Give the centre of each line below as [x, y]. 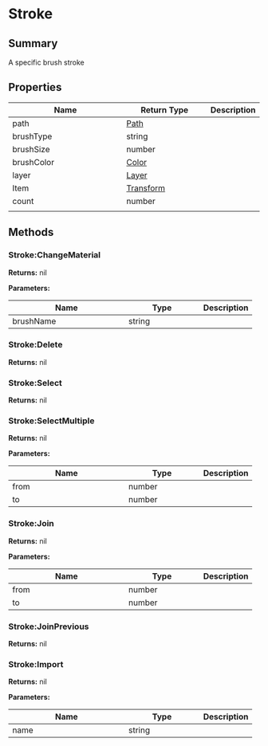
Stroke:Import [36, 664]
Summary [33, 43]
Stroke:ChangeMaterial [55, 255]
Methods [31, 232]
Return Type [165, 110]
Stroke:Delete [35, 345]
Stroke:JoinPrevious [49, 626]
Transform [146, 188]
